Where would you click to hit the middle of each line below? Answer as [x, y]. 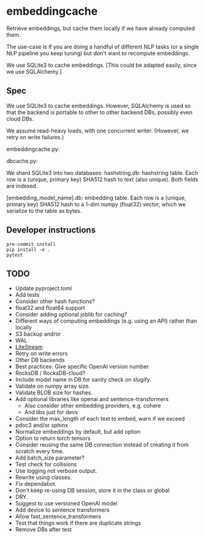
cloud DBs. [20, 118]
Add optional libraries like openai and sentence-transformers [92, 399]
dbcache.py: [22, 161]
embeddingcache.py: [33, 149]
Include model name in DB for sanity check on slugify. [83, 380]
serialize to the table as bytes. [44, 210]
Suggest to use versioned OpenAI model [66, 504]
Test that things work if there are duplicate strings [78, 523]
